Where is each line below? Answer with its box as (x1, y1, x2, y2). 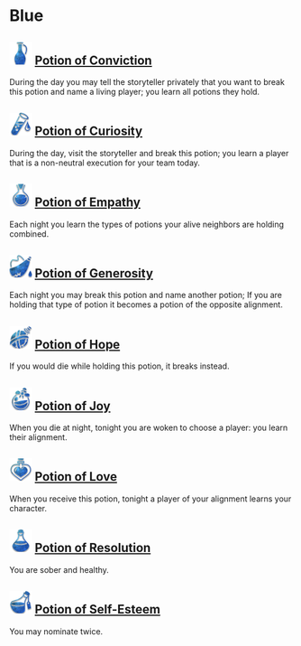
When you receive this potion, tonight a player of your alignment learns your (9, 493, 292, 504)
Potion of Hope (34, 336, 121, 352)
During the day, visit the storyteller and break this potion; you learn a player (9, 147, 289, 158)
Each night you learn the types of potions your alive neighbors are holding (9, 219, 285, 229)
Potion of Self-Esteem (34, 602, 160, 617)
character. (9, 502, 48, 513)
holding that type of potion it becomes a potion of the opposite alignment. (9, 299, 284, 310)
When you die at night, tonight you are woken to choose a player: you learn (9, 422, 288, 434)
